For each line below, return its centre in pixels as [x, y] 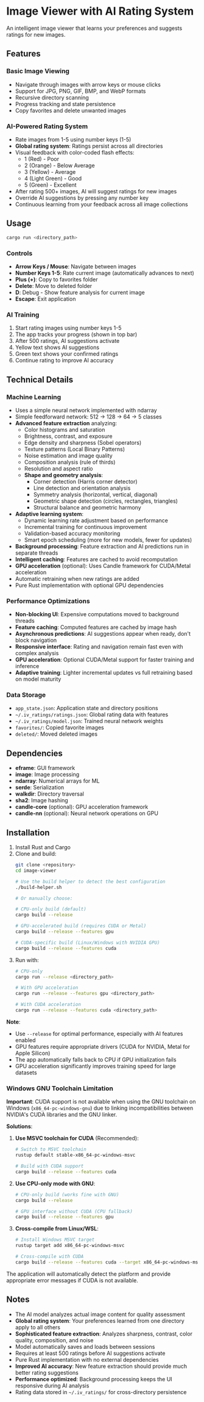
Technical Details [40, 379]
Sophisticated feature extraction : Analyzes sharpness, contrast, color [104, 1334]
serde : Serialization [40, 788]
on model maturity [38, 679]
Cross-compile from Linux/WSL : [57, 1229]
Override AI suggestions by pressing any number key [82, 198]
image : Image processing [47, 775]
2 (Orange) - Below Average [60, 165]
